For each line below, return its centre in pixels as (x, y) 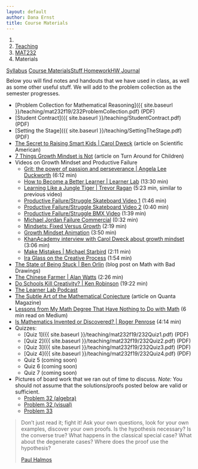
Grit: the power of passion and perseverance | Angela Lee (95, 169)
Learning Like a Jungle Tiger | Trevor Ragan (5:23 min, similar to (103, 188)
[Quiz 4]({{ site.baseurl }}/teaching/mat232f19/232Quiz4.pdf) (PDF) (107, 354)
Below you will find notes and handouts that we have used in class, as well (98, 81)
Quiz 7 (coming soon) (50, 373)
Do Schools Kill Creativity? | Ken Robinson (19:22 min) (81, 284)
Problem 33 (38, 411)
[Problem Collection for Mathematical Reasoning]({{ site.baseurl (94, 105)
